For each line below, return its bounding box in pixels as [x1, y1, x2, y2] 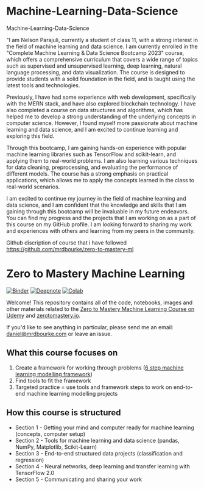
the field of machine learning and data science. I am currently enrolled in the [6, 43, 198, 50]
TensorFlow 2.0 [15, 469, 55, 476]
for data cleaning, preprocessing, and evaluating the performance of [6, 163, 178, 171]
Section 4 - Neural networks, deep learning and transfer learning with [15, 462, 190, 470]
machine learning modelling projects [26, 390, 118, 397]
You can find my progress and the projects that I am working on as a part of [6, 214, 196, 221]
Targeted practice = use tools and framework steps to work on [15, 383, 172, 391]
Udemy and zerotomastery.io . [6, 312, 81, 319]
